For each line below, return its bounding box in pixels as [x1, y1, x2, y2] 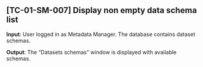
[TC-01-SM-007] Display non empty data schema [6, 5, 197, 16]
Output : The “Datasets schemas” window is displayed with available [6, 48, 177, 56]
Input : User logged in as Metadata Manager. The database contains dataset [6, 31, 196, 38]
